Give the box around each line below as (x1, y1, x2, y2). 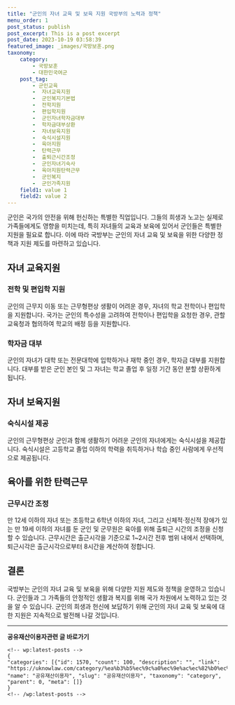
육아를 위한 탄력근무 (7, 476, 88, 488)
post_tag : (20, 75, 49, 83)
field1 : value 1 (20, 187, 68, 194)
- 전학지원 (32, 102, 62, 109)
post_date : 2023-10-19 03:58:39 (7, 36, 101, 43)
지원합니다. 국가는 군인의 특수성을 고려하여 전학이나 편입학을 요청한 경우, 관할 (14, 310, 226, 319)
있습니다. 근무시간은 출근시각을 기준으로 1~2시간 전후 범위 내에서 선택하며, (22, 534, 225, 542)
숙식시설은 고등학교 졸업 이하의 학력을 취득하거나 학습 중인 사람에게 (22, 445, 205, 453)
